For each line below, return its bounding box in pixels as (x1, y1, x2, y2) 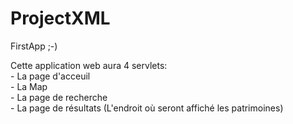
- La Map (10, 80, 48, 92)
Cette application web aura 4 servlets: (10, 59, 168, 71)
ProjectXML (10, 7, 111, 30)
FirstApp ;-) (10, 40, 58, 52)
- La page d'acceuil (10, 70, 91, 82)
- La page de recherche (10, 91, 108, 103)
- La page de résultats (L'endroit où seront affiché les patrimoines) (10, 102, 284, 114)
